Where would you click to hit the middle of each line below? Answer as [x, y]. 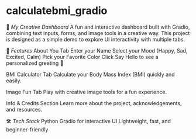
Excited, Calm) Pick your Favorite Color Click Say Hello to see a [82, 57]
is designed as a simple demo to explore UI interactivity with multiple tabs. [96, 39]
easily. [14, 81]
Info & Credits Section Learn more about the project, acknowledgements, [94, 103]
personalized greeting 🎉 [35, 63]
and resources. [24, 109]
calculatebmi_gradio [57, 11]
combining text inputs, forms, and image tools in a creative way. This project [98, 33]
